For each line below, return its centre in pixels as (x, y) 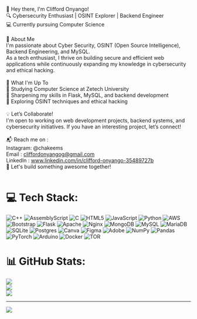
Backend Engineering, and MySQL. (48, 52)
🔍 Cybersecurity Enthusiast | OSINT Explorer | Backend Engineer (85, 16)
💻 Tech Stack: (42, 198)
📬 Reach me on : (27, 140)
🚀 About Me (21, 39)
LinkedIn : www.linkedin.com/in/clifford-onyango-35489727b (80, 160)
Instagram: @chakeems (35, 148)
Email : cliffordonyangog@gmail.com (50, 154)
